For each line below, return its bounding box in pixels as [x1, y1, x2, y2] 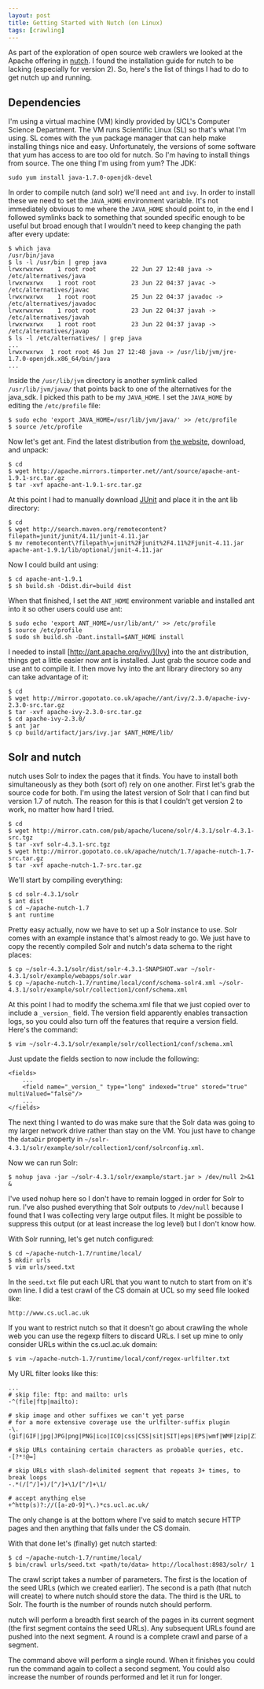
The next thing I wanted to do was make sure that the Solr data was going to [8, 1118, 255, 1127]
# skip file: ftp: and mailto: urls [8, 1391, 128, 1399]
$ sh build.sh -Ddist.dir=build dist [8, 582, 132, 590]
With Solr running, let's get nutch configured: [8, 1234, 155, 1244]
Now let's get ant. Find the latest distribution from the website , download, [8, 437, 246, 446]
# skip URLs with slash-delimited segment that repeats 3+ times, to [8, 1467, 241, 1475]
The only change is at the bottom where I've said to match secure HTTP [8, 1515, 241, 1524]
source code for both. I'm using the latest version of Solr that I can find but [8, 788, 250, 797]
